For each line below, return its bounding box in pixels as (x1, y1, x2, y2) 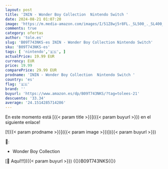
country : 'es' (5, 77, 35, 82)
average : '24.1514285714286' (5, 100, 66, 105)
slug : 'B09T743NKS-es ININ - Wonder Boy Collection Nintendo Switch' (5, 40, 153, 45)
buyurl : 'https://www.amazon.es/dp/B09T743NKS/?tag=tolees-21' (5, 91, 140, 96)
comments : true (5, 26, 37, 31)
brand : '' (5, 86, 26, 91)
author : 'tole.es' (5, 35, 43, 40)
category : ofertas (5, 30, 43, 35)
